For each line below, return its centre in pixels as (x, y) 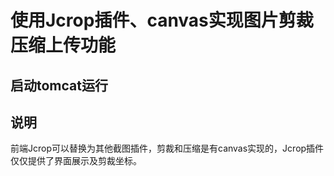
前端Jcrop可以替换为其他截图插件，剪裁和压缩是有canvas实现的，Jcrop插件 (167, 148)
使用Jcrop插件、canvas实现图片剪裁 (162, 20)
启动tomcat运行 (59, 85)
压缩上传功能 (63, 45)
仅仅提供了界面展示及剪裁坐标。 (76, 161)
